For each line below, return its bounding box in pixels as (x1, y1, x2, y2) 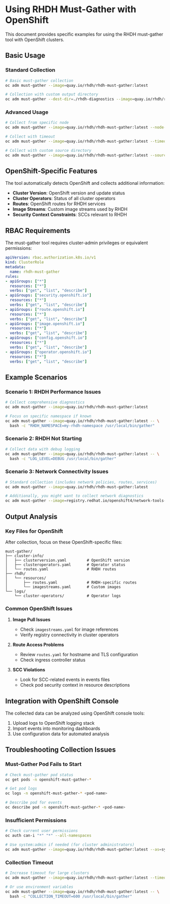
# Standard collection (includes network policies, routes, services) (5, 479, 157, 485)
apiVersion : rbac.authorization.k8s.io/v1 (5, 255, 96, 260)
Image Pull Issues (12, 617, 51, 623)
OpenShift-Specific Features (5, 167, 98, 176)
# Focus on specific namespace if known (5, 413, 92, 418)
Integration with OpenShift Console (5, 697, 119, 705)
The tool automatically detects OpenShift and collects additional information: (5, 180, 165, 186)
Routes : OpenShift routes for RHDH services (12, 201, 106, 207)
